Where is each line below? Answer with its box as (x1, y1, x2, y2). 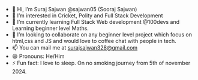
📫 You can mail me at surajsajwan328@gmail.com (11, 44, 138, 51)
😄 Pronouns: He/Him (11, 53, 65, 60)
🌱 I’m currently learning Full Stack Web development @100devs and (11, 19, 180, 25)
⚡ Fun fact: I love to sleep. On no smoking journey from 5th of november (11, 60, 191, 66)
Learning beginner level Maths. (11, 24, 89, 32)
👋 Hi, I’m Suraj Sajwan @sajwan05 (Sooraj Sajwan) (11, 6, 137, 13)
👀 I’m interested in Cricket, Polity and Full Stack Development (11, 12, 163, 19)
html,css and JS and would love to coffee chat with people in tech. (11, 38, 177, 44)
